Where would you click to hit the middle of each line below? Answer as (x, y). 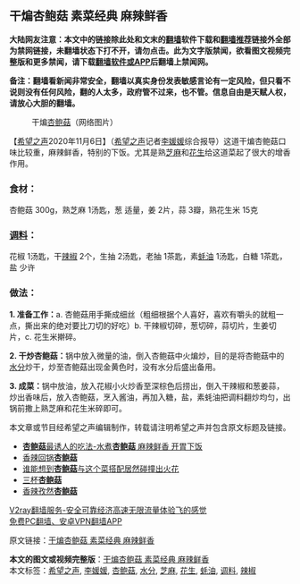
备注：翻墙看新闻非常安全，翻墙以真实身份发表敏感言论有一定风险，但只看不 (150, 80)
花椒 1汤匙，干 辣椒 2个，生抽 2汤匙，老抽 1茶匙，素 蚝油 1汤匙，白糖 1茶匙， (148, 257)
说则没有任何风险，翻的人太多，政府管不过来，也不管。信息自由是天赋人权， (150, 91)
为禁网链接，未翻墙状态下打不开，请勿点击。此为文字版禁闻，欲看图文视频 (146, 50)
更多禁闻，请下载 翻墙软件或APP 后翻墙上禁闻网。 (123, 62)
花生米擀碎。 (57, 336)
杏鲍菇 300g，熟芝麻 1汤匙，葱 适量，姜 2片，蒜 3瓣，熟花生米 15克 (134, 210)
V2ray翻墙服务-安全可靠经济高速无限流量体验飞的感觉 (108, 510)
